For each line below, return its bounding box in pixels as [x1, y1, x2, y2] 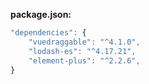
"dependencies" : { [10, 28, 87, 38]
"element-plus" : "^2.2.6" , [28, 55, 141, 66]
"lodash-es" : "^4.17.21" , [28, 46, 137, 56]
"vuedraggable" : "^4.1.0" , [28, 37, 141, 47]
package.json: [10, 9, 72, 20]
